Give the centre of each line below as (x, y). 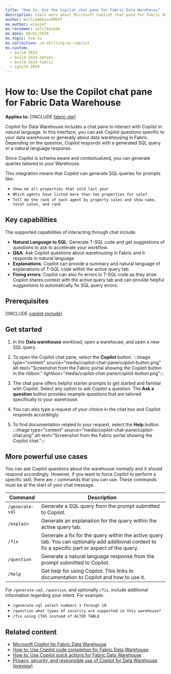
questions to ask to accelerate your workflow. (60, 247)
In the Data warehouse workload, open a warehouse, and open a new (86, 342)
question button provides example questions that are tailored (77, 394)
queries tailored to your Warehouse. (43, 164)
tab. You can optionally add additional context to (99, 542)
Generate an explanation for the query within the (99, 521)
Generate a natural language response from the (98, 556)
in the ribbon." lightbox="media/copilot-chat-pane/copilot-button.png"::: (88, 373)
